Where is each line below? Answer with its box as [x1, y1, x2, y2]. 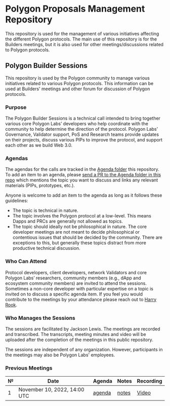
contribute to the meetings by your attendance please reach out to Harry [5, 296, 157, 302]
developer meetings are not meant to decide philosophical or [12, 229, 140, 235]
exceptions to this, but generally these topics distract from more [12, 240, 147, 246]
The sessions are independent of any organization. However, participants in [5, 346, 163, 352]
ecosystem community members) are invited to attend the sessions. [5, 280, 147, 286]
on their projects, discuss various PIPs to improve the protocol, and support [5, 137, 163, 143]
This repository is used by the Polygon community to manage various [5, 75, 150, 81]
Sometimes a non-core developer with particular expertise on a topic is [5, 285, 153, 291]
